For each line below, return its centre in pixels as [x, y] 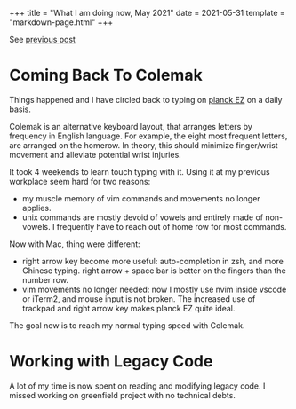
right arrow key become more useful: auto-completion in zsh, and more [153, 261]
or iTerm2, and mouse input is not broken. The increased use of [139, 299]
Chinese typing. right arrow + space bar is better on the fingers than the [154, 271]
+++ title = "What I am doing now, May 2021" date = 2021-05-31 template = [148, 13]
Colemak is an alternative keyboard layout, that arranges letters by [131, 126]
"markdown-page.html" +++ [61, 22]
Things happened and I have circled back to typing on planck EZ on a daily [146, 99]
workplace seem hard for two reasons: [80, 181]
